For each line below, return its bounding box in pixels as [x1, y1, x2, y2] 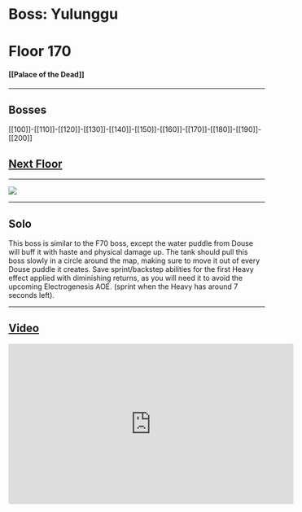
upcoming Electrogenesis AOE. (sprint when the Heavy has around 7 [8, 282, 239, 291]
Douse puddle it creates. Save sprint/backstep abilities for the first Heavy [8, 265, 254, 274]
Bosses [8, 103, 47, 116]
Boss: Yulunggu [8, 5, 119, 24]
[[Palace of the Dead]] [8, 69, 85, 79]
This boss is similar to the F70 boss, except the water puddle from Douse [8, 238, 254, 248]
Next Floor [8, 156, 63, 171]
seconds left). [8, 291, 55, 300]
